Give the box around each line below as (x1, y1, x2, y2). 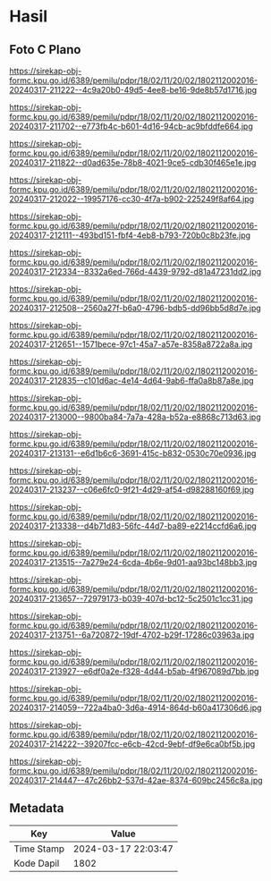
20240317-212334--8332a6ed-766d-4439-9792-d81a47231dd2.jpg (9, 267, 262, 276)
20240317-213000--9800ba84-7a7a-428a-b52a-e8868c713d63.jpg (9, 411, 261, 422)
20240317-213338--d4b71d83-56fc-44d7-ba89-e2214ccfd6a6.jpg (9, 521, 257, 531)
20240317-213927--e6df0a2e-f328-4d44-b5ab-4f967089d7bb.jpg (9, 666, 259, 676)
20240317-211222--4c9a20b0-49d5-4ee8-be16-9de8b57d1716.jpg (9, 85, 258, 95)
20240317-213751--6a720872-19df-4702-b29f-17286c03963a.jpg (9, 630, 255, 640)
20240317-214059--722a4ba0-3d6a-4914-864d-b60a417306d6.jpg (9, 702, 262, 713)
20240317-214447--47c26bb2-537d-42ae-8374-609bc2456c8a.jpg (9, 775, 263, 785)
